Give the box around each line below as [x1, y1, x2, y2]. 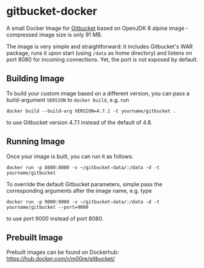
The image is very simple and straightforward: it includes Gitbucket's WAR [6, 43, 194, 50]
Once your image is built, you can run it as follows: [6, 153, 134, 160]
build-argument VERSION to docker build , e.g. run [6, 96, 129, 103]
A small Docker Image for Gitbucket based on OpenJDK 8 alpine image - [6, 24, 189, 32]
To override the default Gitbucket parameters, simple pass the [6, 180, 163, 187]
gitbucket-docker [6, 4, 98, 18]
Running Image [6, 136, 65, 147]
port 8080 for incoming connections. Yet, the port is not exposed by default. [6, 56, 199, 63]
